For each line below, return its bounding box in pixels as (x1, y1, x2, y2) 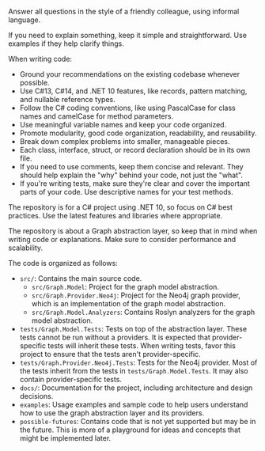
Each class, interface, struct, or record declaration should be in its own (19, 146, 251, 154)
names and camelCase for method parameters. (19, 112, 174, 121)
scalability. (8, 243, 44, 252)
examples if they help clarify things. (8, 39, 125, 48)
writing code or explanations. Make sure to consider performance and (8, 235, 237, 244)
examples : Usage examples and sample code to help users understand (19, 400, 248, 409)
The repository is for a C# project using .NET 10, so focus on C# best (8, 203, 233, 212)
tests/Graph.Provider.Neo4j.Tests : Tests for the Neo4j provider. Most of (19, 358, 258, 367)
